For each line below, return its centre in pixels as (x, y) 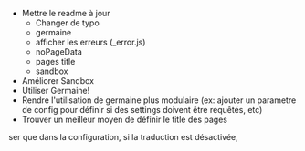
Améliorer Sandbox (58, 81)
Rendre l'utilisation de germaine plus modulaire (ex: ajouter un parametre (159, 100)
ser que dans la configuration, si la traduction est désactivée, (123, 137)
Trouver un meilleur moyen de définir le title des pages (124, 119)
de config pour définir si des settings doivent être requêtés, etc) (142, 110)
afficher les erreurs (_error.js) (90, 42)
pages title (55, 61)
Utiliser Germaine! (56, 91)
